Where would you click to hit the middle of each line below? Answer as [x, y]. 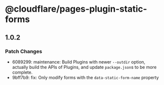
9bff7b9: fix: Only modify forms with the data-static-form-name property [85, 77]
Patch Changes [24, 51]
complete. [22, 72]
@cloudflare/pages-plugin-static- [76, 9]
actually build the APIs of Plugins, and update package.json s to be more [84, 67]
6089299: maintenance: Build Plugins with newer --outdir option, [79, 62]
